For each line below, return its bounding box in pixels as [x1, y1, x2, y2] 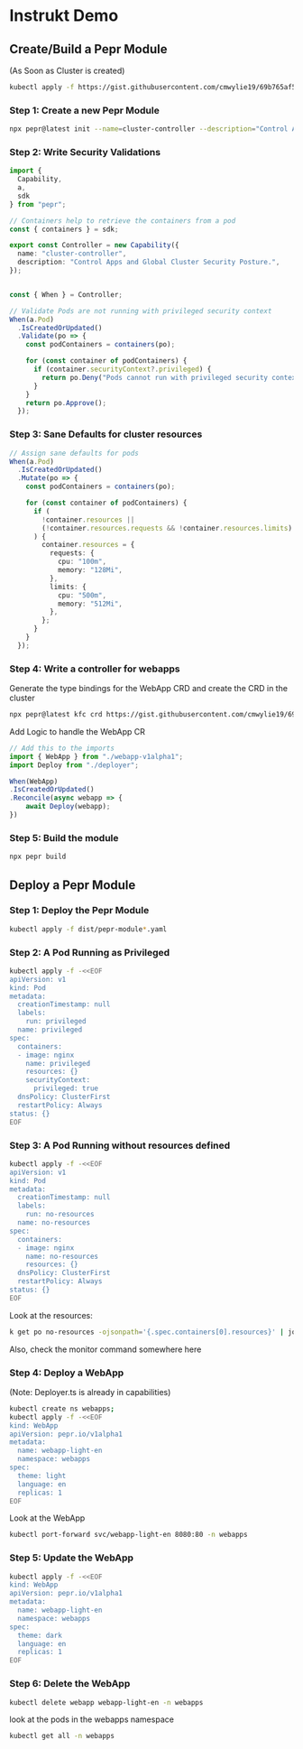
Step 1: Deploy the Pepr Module [9, 904, 150, 917]
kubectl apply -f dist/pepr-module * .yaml [9, 924, 168, 934]
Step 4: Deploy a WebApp [9, 1366, 124, 1379]
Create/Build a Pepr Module [9, 42, 169, 57]
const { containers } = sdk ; [9, 225, 119, 234]
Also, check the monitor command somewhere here [9, 1344, 202, 1355]
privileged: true [32, 1084, 99, 1093]
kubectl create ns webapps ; [9, 1404, 115, 1413]
